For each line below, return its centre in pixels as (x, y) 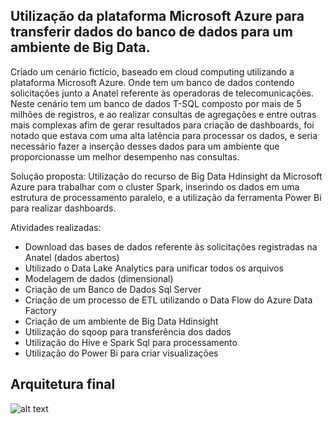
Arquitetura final (63, 384)
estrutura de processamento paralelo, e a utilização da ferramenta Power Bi (166, 197)
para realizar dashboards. (63, 208)
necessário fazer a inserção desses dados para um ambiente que (145, 146)
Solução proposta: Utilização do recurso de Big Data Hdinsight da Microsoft (166, 176)
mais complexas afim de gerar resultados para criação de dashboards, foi (162, 125)
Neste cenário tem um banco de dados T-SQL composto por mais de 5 (156, 103)
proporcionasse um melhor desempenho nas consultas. (125, 156)
